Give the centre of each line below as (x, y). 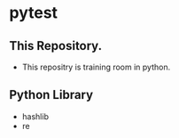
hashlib (35, 116)
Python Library (51, 95)
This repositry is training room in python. (96, 67)
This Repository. (56, 46)
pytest (34, 13)
